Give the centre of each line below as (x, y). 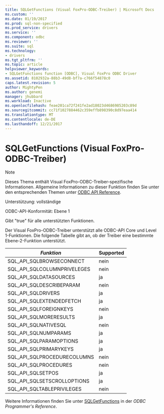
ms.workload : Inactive (28, 101)
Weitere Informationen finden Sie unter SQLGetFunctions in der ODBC (75, 401)
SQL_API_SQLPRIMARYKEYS (41, 349)
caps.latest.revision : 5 (30, 83)
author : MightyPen (24, 87)
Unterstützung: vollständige (33, 202)
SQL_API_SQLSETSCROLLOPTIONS (48, 381)
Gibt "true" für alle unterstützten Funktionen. (50, 221)
